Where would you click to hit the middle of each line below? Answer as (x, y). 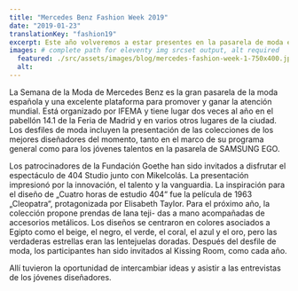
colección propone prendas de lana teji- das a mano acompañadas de (137, 213)
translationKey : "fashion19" (63, 34)
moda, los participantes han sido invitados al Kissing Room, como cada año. (148, 250)
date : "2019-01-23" (45, 26)
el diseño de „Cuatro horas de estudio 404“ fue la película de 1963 (131, 194)
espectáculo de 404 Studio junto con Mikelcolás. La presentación (129, 175)
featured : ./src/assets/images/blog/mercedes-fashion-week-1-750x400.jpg (156, 59)
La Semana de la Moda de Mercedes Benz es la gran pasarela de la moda (144, 92)
